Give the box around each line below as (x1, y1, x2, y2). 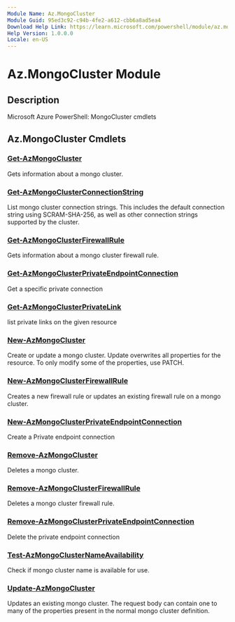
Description (7, 94, 59, 106)
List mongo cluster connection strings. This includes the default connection (7, 203, 225, 212)
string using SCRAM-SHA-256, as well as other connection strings (7, 210, 198, 219)
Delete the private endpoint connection (7, 533, 120, 541)
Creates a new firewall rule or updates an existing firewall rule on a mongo (7, 392, 222, 400)
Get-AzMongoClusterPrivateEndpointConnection (7, 268, 179, 278)
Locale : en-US (7, 36, 49, 43)
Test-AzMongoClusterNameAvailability (7, 550, 144, 560)
